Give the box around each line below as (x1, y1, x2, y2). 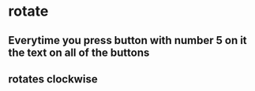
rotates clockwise (8, 72, 98, 86)
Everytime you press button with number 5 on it (8, 34, 247, 47)
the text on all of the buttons (8, 45, 150, 59)
